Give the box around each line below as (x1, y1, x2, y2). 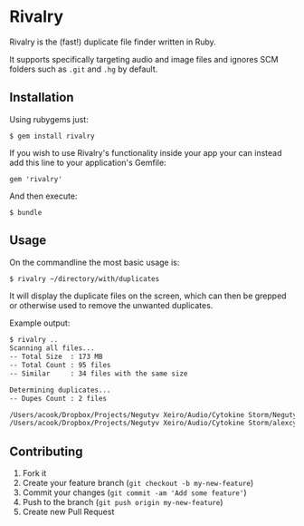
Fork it (22, 468, 47, 479)
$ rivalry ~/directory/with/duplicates (9, 274, 160, 283)
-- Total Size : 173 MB (9, 352, 103, 362)
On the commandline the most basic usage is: (9, 257, 180, 268)
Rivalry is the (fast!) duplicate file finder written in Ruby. (9, 36, 217, 47)
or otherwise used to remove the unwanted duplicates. (9, 300, 214, 311)
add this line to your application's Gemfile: (9, 157, 166, 168)
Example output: (9, 317, 71, 328)
